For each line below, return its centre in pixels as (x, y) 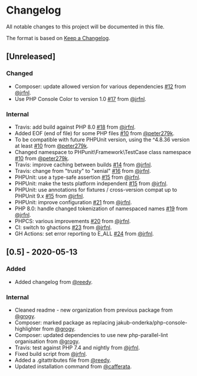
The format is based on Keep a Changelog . (58, 38)
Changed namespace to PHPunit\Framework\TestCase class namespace (103, 152)
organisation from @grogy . (47, 341)
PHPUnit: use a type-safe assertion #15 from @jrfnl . (78, 177)
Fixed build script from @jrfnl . (51, 354)
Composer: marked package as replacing (65, 322)
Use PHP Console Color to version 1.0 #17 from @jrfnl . (80, 99)
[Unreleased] (31, 57)
